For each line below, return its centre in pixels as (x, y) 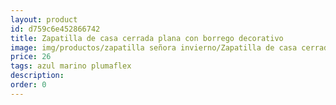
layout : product (44, 19)
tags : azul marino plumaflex (71, 66)
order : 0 (28, 85)
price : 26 (31, 57)
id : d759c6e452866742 (55, 29)
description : (37, 76)
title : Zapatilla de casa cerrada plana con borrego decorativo (147, 38)
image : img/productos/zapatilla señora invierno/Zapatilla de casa (154, 47)
